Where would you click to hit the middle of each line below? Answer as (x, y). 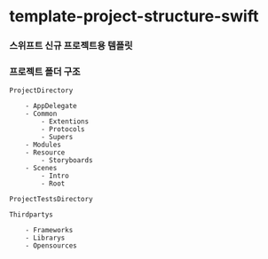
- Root (53, 184)
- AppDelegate (51, 106)
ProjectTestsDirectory (51, 200)
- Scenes (41, 169)
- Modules (43, 145)
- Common (41, 114)
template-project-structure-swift (134, 16)
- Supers (57, 137)
